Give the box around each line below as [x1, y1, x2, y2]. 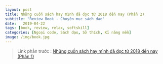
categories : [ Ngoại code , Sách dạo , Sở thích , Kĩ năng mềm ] [5, 30, 132, 35]
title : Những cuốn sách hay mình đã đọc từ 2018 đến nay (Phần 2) [5, 12, 145, 17]
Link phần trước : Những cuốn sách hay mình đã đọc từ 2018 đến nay [17, 48, 158, 54]
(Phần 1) [17, 53, 34, 59]
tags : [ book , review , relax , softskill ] [5, 26, 90, 31]
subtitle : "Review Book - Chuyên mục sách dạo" [5, 16, 105, 21]
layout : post [5, 7, 32, 12]
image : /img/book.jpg [5, 35, 50, 40]
